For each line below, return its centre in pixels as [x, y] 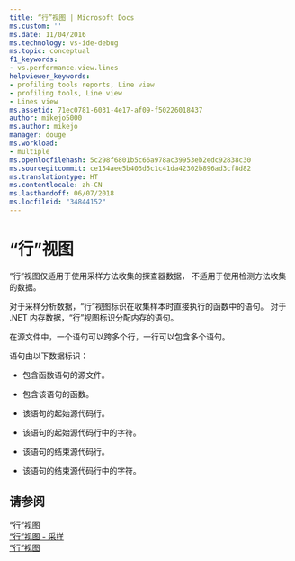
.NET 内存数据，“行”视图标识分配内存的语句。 [94, 317]
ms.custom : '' [36, 26]
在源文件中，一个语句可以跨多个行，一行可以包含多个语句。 [120, 336]
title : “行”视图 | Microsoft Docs [72, 18]
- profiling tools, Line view [66, 93]
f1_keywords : [34, 59]
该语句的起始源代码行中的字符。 [81, 432]
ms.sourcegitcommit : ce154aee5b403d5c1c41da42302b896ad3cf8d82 [130, 168]
